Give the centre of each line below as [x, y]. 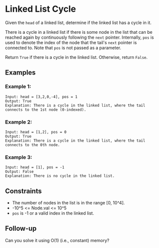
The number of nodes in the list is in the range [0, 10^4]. [68, 203]
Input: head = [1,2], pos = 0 [36, 132]
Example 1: [18, 87]
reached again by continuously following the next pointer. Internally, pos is [79, 37]
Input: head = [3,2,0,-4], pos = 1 [41, 97]
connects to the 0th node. [33, 145]
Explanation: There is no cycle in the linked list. [60, 176]
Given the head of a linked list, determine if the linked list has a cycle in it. [78, 23]
